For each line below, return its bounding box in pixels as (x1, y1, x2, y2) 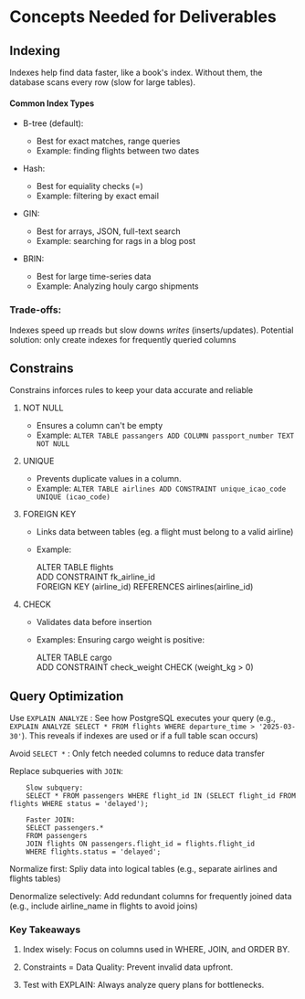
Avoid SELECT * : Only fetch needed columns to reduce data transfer (9, 748, 265, 760)
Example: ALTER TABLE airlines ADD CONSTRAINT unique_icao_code (36, 483, 287, 494)
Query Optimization (9, 688, 124, 704)
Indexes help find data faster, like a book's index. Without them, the (9, 67, 263, 78)
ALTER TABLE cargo (36, 652, 112, 664)
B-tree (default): (22, 118, 84, 129)
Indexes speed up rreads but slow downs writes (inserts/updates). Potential (9, 324, 294, 335)
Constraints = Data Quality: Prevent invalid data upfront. (22, 962, 234, 972)
